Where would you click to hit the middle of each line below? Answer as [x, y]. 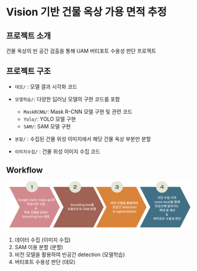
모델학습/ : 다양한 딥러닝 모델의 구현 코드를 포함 [67, 99]
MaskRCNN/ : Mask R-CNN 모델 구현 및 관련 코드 [78, 111]
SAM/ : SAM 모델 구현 [47, 126]
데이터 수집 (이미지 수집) [42, 240]
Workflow [24, 171]
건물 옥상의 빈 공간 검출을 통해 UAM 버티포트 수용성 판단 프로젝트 [81, 51]
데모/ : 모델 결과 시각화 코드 [46, 87]
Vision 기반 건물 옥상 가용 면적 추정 [86, 12]
